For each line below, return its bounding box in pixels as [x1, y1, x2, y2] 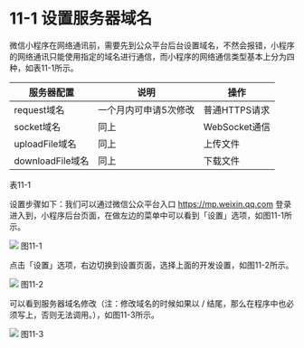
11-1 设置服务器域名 [9, 8, 152, 29]
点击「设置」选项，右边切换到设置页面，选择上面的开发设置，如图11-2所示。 [9, 259, 294, 270]
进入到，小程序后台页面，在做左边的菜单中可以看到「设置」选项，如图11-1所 [9, 210, 292, 221]
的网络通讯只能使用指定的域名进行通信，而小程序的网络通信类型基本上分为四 [9, 51, 295, 61]
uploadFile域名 [14, 137, 77, 150]
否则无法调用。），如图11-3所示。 [40, 309, 160, 320]
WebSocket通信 [203, 120, 271, 133]
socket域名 [14, 120, 62, 133]
